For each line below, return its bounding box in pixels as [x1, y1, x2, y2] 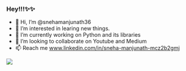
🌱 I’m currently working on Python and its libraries [15, 31, 141, 39]
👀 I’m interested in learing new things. [15, 25, 110, 32]
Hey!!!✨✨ [6, 5, 35, 13]
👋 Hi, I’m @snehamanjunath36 [15, 19, 91, 26]
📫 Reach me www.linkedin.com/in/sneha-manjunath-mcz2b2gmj [15, 45, 180, 52]
